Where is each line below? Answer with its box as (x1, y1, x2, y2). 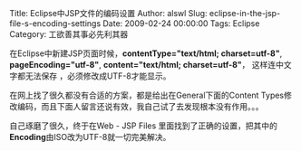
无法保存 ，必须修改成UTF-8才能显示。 (24, 71, 171, 81)
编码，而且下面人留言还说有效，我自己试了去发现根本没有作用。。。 (16, 101, 264, 111)
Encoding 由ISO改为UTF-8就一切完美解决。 (9, 132, 171, 142)
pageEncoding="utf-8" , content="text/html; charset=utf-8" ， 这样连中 (9, 60, 284, 70)
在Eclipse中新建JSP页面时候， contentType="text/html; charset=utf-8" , (9, 48, 283, 59)
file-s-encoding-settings (9, 18, 102, 29)
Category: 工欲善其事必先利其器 (9, 29, 129, 39)
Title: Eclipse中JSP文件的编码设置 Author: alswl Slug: (9, 8, 208, 18)
